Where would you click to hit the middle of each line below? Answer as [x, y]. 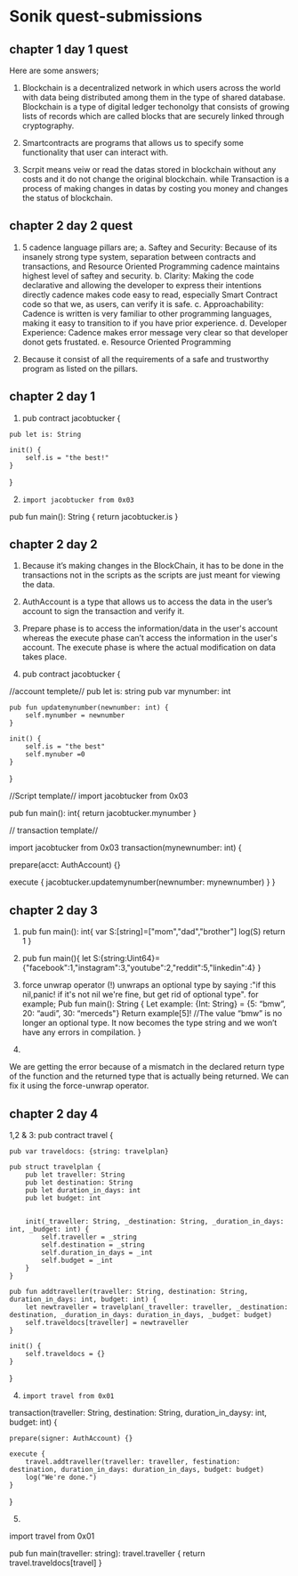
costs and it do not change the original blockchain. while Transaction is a [155, 179]
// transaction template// [54, 830]
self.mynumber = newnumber [75, 715]
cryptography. [48, 125]
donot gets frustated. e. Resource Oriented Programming [126, 342]
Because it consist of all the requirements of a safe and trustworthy [145, 359]
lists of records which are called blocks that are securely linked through [153, 116]
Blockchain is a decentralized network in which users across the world [151, 88]
